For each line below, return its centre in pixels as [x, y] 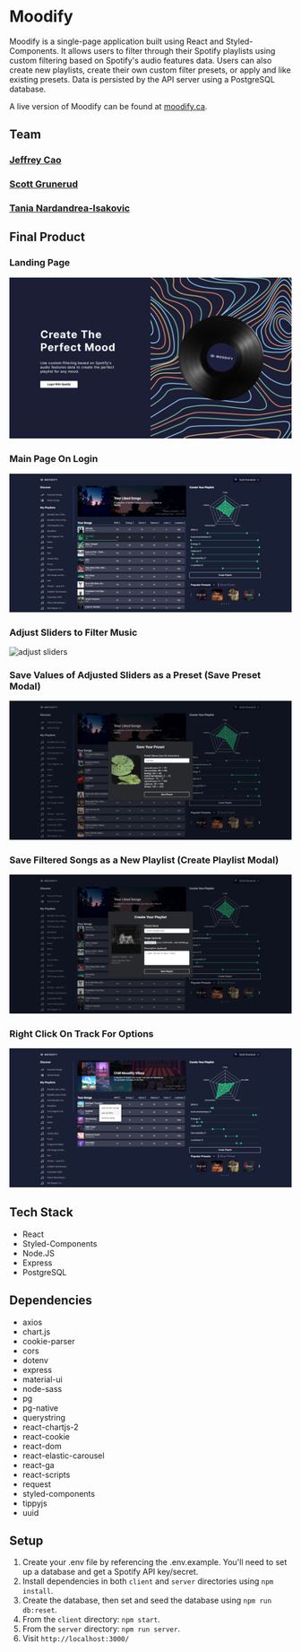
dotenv [35, 1360]
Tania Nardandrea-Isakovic [70, 208]
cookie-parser [48, 1341]
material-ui [42, 1379]
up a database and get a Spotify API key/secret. [110, 1572]
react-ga [39, 1465]
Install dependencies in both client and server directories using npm [148, 1581]
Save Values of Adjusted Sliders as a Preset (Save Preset [135, 674]
